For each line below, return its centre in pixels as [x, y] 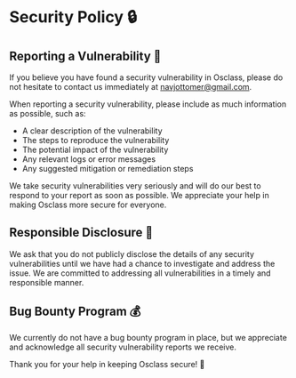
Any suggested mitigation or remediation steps [108, 169]
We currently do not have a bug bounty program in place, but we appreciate [148, 337]
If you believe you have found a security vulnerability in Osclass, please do [146, 77]
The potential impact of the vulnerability [95, 149]
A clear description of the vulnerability [92, 131]
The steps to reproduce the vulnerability [96, 140]
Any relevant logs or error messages [89, 159]
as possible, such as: [48, 113]
